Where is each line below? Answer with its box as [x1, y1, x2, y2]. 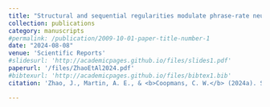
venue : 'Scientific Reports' [8, 49, 106, 57]
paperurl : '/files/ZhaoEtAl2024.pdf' [8, 64, 135, 72]
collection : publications [8, 19, 95, 27]
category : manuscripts [8, 27, 84, 35]
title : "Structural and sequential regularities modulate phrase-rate [8, 11, 250, 20]
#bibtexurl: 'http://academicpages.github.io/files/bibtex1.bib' [8, 72, 231, 80]
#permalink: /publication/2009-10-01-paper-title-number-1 [8, 34, 211, 43]
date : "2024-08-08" [8, 42, 74, 50]
